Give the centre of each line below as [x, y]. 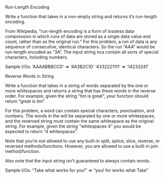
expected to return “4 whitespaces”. [41, 131]
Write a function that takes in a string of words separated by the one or [77, 86]
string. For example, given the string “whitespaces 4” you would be [73, 126]
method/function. [23, 151]
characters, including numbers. [37, 57]
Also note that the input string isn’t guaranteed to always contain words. [78, 161]
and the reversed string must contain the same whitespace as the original [79, 121]
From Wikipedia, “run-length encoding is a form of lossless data [70, 31]
